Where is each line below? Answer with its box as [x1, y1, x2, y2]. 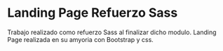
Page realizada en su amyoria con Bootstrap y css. [7, 35, 154, 43]
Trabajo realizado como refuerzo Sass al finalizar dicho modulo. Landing [7, 28, 217, 36]
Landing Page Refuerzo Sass [7, 5, 178, 21]
